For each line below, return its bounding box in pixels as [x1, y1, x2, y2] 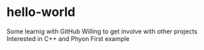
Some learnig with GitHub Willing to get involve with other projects [6, 27, 198, 35]
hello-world [6, 4, 76, 20]
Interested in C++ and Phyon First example [6, 34, 130, 42]
